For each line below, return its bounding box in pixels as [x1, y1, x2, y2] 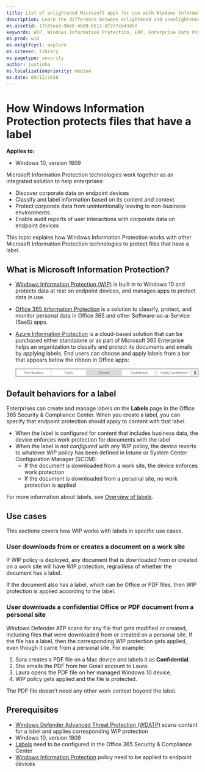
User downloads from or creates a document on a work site [6, 542, 185, 551]
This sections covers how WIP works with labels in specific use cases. [6, 527, 184, 534]
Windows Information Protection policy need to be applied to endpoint [15, 753, 192, 760]
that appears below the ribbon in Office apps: [15, 356, 130, 363]
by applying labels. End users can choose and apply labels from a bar [15, 350, 190, 357]
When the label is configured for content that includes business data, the [15, 429, 198, 437]
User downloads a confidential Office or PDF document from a [6, 603, 194, 611]
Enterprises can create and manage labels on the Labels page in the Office [6, 405, 195, 412]
